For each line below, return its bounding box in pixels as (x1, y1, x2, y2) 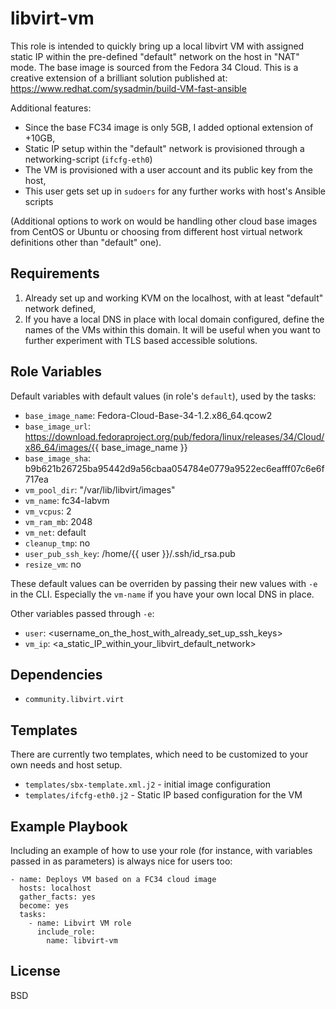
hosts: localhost (19, 883, 92, 893)
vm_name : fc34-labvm (24, 494, 110, 506)
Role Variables (10, 363, 102, 381)
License (10, 963, 61, 980)
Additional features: (10, 102, 92, 114)
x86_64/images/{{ (24, 441, 100, 453)
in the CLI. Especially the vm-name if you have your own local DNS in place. (10, 588, 315, 600)
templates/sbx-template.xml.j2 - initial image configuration (24, 778, 272, 791)
